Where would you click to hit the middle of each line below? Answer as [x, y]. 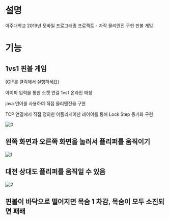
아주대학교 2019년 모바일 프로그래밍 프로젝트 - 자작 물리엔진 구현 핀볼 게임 [79, 26]
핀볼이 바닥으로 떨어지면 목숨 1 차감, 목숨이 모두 [75, 201]
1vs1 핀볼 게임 [26, 69]
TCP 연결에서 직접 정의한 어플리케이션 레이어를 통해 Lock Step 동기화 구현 [79, 114]
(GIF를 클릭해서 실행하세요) [32, 82]
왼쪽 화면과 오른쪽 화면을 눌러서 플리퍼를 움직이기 [78, 142]
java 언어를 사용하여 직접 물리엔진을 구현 [46, 103]
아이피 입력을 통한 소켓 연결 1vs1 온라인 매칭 [49, 92]
